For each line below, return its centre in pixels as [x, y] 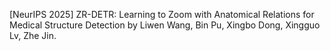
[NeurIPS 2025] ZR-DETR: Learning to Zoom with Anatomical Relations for [162, 14]
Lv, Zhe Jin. [33, 35]
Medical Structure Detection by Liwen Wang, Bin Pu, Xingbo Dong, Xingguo [165, 25]
